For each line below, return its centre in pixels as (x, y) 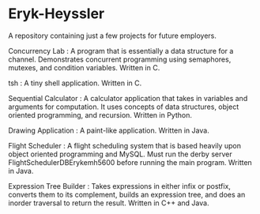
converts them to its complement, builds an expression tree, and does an (127, 194)
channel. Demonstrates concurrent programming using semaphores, (120, 59)
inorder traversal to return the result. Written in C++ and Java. (109, 203)
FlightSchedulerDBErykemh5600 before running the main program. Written (130, 162)
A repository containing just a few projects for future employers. (113, 36)
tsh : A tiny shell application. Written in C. (75, 83)
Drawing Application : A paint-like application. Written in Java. (109, 130)
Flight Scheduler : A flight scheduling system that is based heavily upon (124, 145)
